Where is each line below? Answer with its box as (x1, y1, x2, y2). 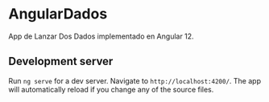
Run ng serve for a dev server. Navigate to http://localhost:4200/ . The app (8, 75, 262, 85)
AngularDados (8, 5, 108, 23)
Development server (8, 55, 114, 68)
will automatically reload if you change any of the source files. (8, 84, 214, 94)
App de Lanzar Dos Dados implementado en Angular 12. (8, 31, 195, 41)
